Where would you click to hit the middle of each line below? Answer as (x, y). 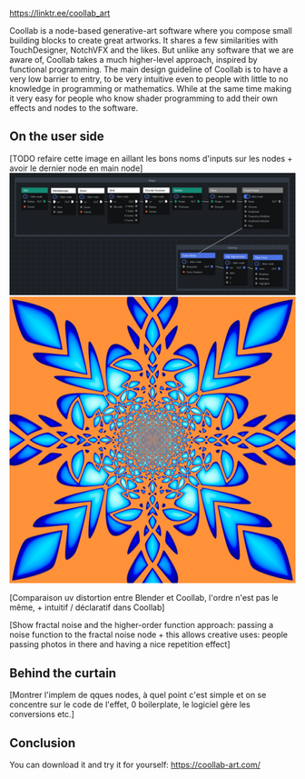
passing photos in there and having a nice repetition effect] (120, 644)
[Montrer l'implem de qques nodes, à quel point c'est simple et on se (138, 695)
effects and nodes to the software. (74, 108)
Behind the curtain (63, 673)
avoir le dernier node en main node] (76, 168)
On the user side (57, 137)
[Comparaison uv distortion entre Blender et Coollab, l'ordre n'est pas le (144, 598)
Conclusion (43, 743)
